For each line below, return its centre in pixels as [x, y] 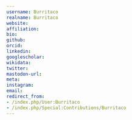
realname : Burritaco [33, 18]
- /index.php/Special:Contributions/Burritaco [66, 108]
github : [16, 40]
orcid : [15, 46]
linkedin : [19, 52]
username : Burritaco [33, 12]
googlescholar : [26, 57]
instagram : [20, 85]
